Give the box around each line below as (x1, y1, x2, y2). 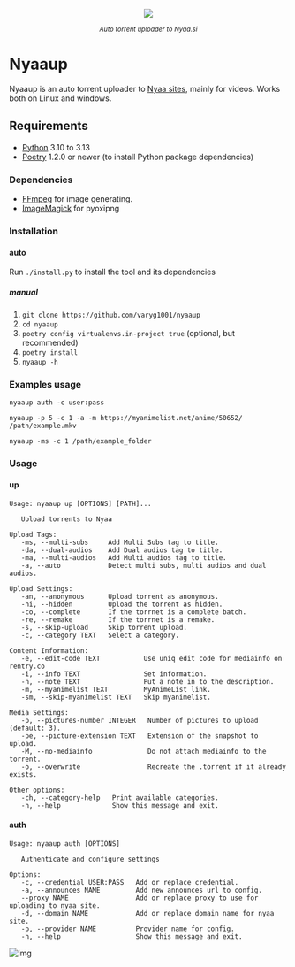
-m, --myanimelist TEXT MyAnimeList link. (20, 685, 212, 694)
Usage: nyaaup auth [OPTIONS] (9, 839, 121, 848)
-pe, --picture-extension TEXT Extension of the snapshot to (20, 731, 259, 741)
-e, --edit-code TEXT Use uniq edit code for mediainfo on (20, 654, 283, 663)
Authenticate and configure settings (20, 855, 161, 863)
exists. (9, 770, 38, 779)
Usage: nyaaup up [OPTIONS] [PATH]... (9, 499, 152, 508)
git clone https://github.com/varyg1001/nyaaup (21, 311, 200, 320)
